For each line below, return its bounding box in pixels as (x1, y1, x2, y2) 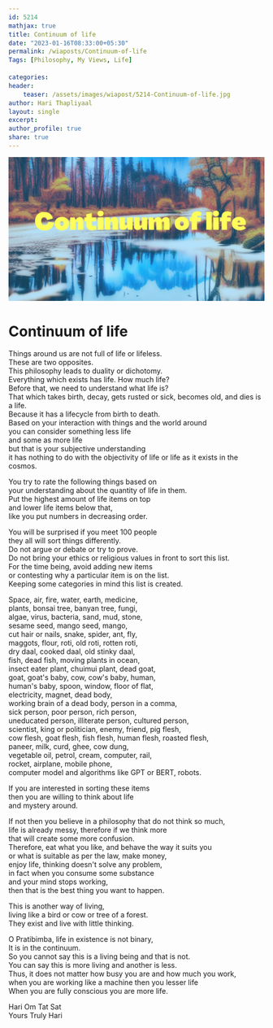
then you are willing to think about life (8, 792, 134, 802)
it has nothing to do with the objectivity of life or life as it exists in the (8, 452, 238, 463)
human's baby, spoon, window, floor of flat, (8, 682, 154, 691)
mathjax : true (8, 21, 57, 30)
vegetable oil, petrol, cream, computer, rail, (8, 751, 153, 760)
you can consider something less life (8, 427, 132, 437)
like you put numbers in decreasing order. (8, 512, 148, 521)
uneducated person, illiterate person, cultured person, (8, 716, 189, 725)
